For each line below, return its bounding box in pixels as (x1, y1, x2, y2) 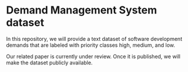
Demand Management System (6, 4, 157, 17)
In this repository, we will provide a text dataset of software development (6, 35, 183, 42)
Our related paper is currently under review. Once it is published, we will (6, 53, 181, 60)
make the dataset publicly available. (6, 59, 93, 66)
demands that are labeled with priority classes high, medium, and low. (6, 42, 175, 49)
